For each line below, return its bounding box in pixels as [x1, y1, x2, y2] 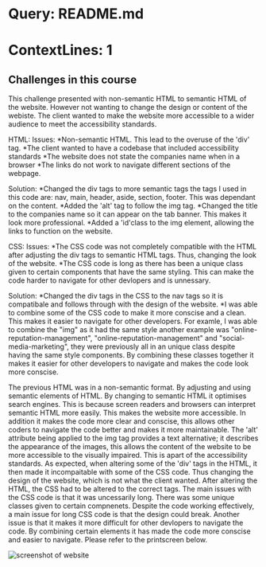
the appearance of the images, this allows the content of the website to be [8, 442, 252, 452]
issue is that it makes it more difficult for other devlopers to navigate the [8, 518, 244, 528]
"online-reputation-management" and [94, 334, 218, 343]
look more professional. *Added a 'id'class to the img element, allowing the [8, 218, 254, 228]
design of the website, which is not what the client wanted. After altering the [8, 475, 258, 486]
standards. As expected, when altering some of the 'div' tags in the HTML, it [8, 459, 258, 468]
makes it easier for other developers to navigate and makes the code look [8, 359, 249, 369]
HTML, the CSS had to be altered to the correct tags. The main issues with [8, 484, 252, 494]
